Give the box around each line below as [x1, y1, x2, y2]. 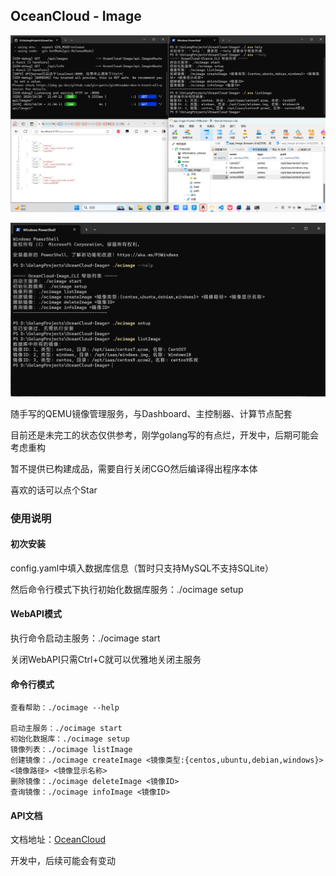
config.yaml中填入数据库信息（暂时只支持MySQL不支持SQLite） [10, 562, 274, 574]
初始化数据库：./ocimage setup [10, 734, 130, 744]
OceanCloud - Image [10, 8, 142, 25]
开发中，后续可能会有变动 [10, 855, 116, 867]
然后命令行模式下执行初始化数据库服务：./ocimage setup [10, 583, 244, 595]
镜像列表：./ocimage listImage [10, 745, 133, 755]
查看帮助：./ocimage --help [10, 703, 120, 713]
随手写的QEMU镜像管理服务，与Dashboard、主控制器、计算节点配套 [10, 407, 293, 419]
